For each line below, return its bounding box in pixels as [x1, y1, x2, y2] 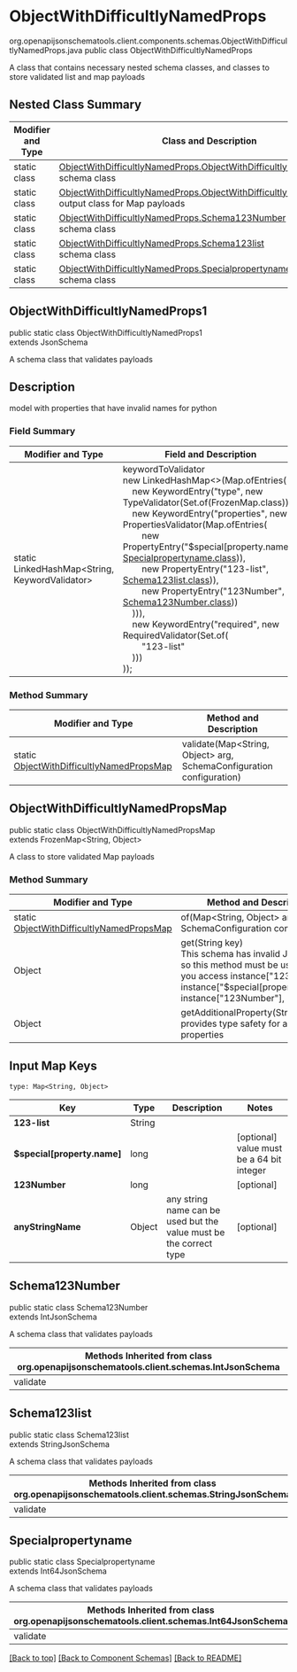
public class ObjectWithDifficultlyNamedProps [84, 44, 254, 55]
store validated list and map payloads [9, 71, 146, 82]
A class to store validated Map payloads [9, 851, 155, 861]
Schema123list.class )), [122, 573, 219, 586]
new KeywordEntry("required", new [132, 618, 280, 630]
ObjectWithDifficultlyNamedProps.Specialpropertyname [58, 262, 292, 275]
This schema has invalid [180, 948, 281, 960]
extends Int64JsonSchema [9, 1566, 108, 1576]
